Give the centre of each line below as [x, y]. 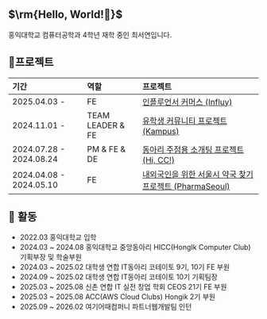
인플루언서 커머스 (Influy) [187, 102]
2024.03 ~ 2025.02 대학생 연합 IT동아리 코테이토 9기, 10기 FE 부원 [125, 267]
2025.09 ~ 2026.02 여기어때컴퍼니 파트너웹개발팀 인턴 [106, 307]
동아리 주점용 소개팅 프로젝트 [193, 149]
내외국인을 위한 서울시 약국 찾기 [198, 174]
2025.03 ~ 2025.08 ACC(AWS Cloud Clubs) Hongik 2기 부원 [118, 297]
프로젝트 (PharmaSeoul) [186, 186]
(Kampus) [161, 131]
